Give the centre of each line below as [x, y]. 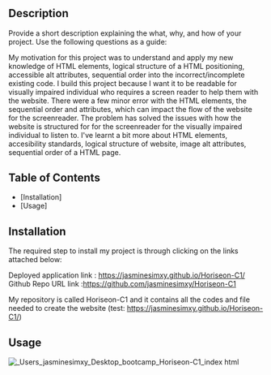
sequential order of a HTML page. [65, 152]
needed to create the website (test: [67, 308]
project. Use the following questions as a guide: [88, 41]
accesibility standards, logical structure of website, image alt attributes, [127, 144]
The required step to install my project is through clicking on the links [123, 251]
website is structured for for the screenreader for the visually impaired [125, 126]
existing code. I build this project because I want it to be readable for [123, 83]
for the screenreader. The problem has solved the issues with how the [125, 118]
